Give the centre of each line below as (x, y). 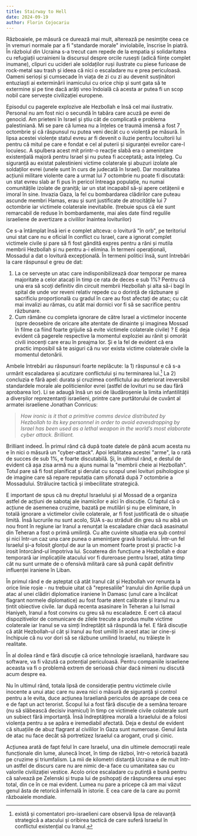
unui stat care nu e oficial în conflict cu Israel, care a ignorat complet (89, 237)
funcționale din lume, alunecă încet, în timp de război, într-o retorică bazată (97, 753)
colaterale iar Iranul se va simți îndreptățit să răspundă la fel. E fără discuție (97, 625)
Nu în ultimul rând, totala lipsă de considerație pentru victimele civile (89, 685)
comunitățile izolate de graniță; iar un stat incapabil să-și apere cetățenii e (95, 188)
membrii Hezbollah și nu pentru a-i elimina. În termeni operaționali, (86, 249)
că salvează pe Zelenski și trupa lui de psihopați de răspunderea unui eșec (96, 778)
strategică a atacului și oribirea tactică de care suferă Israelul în (91, 820)
